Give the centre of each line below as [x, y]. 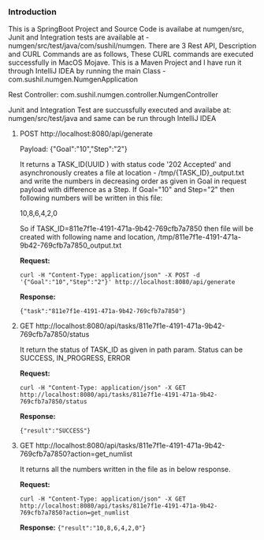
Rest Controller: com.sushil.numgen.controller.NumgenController [113, 95]
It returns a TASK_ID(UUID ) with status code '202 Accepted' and [125, 164]
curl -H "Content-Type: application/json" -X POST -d [110, 275]
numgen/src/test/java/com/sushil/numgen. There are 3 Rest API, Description [132, 46]
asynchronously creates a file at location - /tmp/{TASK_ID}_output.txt [132, 173]
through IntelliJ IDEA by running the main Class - [87, 71]
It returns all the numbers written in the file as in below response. [125, 470]
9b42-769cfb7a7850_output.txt [71, 245]
